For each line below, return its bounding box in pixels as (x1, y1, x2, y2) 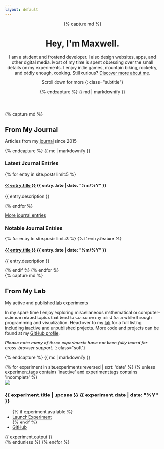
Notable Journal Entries (5, 224, 63, 231)
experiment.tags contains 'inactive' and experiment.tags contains (5, 369, 137, 375)
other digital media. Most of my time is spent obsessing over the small (11, 59, 154, 65)
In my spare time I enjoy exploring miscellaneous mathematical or (5, 310, 137, 316)
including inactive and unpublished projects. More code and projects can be (5, 325, 159, 331)
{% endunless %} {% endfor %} (5, 439, 70, 445)
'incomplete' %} (5, 374, 38, 380)
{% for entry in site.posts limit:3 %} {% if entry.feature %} (5, 236, 122, 242)
